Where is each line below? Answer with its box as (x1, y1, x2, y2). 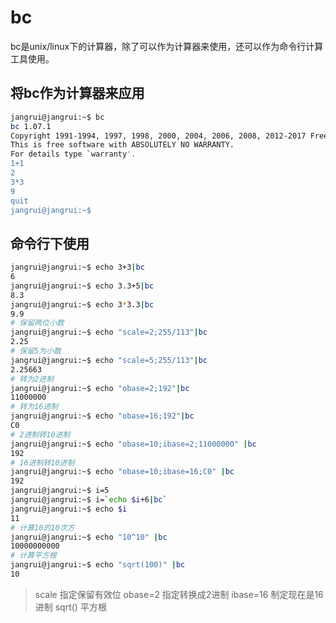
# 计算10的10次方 (10, 522, 75, 533)
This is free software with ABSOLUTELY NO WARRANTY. (10, 140, 235, 150)
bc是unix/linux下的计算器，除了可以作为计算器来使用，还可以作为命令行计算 (10, 40, 324, 52)
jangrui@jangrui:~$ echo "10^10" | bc (10, 532, 168, 542)
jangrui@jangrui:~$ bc (10, 112, 105, 122)
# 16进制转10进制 (10, 457, 75, 468)
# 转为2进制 (10, 374, 55, 384)
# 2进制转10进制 (10, 429, 71, 440)
